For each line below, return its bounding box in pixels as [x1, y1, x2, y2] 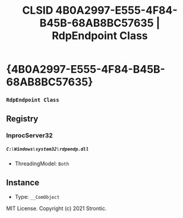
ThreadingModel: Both [14, 160, 70, 167]
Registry [6, 113, 39, 124]
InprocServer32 [6, 131, 53, 140]
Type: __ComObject [14, 194, 60, 201]
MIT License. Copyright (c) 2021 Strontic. [6, 205, 107, 212]
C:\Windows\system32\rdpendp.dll [6, 146, 89, 152]
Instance [6, 177, 40, 188]
